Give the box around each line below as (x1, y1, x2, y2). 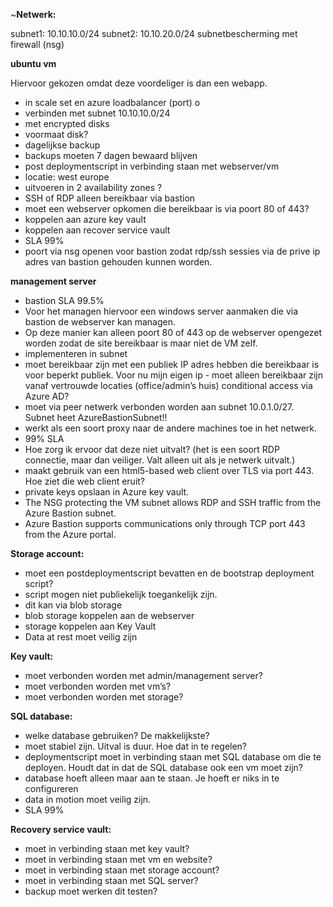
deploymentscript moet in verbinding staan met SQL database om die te (24, 751, 322, 763)
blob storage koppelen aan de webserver (24, 610, 195, 621)
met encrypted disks (24, 118, 110, 129)
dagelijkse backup (24, 139, 101, 151)
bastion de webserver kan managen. (24, 316, 177, 328)
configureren (24, 783, 79, 794)
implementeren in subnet (24, 348, 128, 359)
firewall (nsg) (10, 39, 65, 50)
